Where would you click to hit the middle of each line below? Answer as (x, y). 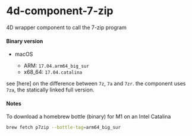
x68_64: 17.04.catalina (53, 72)
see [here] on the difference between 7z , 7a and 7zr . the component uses (96, 84)
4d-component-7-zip (60, 11)
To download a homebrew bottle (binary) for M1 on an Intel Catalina (89, 116)
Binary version (25, 41)
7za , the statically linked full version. (50, 90)
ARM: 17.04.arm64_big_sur (56, 66)
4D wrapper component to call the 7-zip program (66, 27)
